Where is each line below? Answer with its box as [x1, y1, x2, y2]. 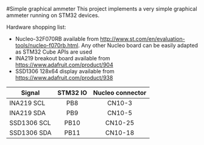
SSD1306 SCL [9, 119, 51, 127]
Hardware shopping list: [6, 24, 66, 30]
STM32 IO [57, 88, 87, 97]
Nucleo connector [93, 88, 147, 97]
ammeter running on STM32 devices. [6, 12, 100, 19]
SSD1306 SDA [9, 129, 52, 136]
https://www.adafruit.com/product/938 [15, 74, 113, 81]
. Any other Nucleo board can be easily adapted [78, 42, 199, 49]
